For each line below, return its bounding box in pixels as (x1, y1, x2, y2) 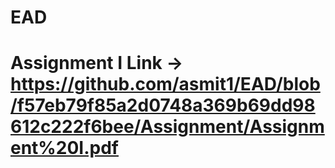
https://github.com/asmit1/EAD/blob (10, 73, 321, 96)
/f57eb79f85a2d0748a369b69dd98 (10, 94, 316, 117)
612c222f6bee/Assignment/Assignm (10, 116, 325, 138)
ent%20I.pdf (10, 137, 119, 160)
